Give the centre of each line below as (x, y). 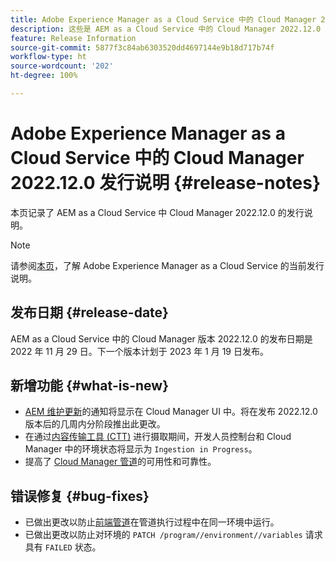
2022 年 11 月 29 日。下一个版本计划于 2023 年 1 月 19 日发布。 (139, 351)
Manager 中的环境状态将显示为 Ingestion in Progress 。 (141, 449)
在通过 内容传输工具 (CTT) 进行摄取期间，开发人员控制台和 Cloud (158, 437)
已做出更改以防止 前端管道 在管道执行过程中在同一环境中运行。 (152, 522)
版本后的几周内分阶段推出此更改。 (95, 424)
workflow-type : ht (48, 57)
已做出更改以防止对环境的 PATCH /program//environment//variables (163, 535)
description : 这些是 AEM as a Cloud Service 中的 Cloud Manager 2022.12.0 (166, 29)
